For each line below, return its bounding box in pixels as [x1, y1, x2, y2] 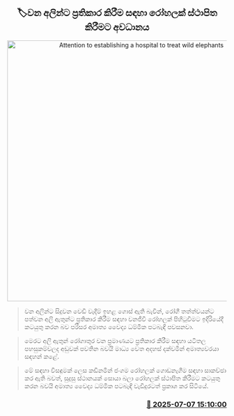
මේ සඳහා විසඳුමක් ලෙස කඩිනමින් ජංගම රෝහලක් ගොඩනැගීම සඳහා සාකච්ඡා [24, 366, 226, 374]
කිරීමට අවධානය [84, 22, 150, 33]
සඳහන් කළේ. [24, 352, 59, 360]
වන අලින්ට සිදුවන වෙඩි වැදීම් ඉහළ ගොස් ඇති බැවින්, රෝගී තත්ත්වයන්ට [24, 307, 214, 315]
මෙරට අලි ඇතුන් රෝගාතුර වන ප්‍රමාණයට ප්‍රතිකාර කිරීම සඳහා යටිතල [24, 336, 207, 344]
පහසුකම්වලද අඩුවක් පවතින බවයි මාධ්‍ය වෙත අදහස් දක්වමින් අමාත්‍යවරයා [24, 344, 219, 353]
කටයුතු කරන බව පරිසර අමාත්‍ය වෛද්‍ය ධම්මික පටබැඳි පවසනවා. [24, 322, 194, 330]
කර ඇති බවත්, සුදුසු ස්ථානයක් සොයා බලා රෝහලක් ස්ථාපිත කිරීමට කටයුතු [24, 374, 221, 382]
